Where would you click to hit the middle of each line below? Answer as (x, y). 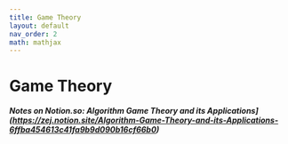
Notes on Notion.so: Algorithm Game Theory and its (108, 111)
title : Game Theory (45, 17)
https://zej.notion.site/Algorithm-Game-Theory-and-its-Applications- (145, 120)
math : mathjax (36, 42)
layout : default (39, 26)
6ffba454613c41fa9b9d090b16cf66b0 (83, 130)
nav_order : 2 (33, 34)
